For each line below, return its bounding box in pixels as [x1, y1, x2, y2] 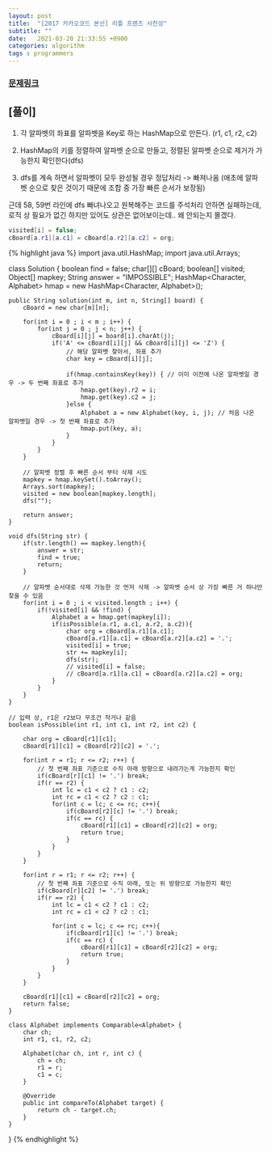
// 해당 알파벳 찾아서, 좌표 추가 [65, 348, 162, 356]
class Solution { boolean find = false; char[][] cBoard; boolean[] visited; [8, 264, 245, 273]
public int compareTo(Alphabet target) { [23, 1099, 164, 1108]
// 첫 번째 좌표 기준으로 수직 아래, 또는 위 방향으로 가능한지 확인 [37, 879, 231, 888]
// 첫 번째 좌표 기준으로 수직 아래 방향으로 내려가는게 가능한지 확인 [37, 765, 236, 773]
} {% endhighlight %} [8, 1134, 79, 1145]
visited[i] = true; [65, 642, 131, 650]
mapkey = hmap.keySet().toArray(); [23, 476, 143, 484]
